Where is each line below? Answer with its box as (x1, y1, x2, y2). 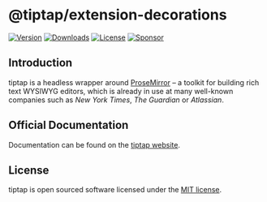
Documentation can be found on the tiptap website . (8, 140, 181, 149)
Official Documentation (8, 118, 129, 132)
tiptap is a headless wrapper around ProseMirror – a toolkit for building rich (8, 77, 260, 87)
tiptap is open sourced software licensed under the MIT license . (8, 185, 222, 195)
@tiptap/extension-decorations (8, 6, 227, 24)
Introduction (8, 56, 73, 70)
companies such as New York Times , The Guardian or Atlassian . (8, 95, 225, 105)
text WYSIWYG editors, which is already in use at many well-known (8, 86, 234, 96)
